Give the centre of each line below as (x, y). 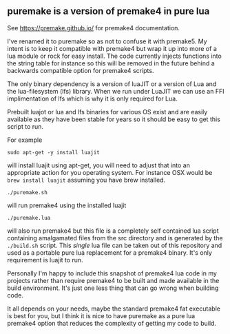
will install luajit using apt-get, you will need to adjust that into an (99, 165)
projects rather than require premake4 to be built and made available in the (113, 280)
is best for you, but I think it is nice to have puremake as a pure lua (101, 315)
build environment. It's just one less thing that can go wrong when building (113, 288)
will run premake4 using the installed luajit (67, 205)
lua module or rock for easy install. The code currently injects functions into (114, 56)
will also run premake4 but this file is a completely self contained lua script (113, 231)
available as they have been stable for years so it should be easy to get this (114, 119)
